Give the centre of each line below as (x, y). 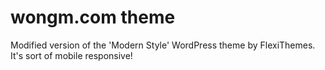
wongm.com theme (93, 17)
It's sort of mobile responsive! (71, 55)
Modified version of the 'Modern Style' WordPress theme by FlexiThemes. (163, 45)
